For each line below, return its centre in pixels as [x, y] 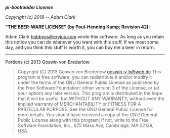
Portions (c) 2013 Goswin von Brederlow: [48, 62]
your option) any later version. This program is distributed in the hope [90, 93]
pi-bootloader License [29, 7]
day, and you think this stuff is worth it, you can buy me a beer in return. [80, 47]
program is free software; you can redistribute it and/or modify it [85, 77]
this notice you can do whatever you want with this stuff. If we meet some [82, 42]
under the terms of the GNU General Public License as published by [88, 82]
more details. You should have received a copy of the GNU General [88, 115]
